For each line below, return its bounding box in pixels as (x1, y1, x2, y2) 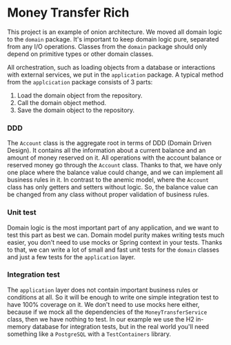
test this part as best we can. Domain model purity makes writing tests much (7, 230, 225, 239)
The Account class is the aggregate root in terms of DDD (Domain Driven (7, 139, 212, 147)
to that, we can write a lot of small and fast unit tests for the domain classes (7, 245, 219, 254)
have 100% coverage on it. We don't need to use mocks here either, (7, 300, 200, 308)
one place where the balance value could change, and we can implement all (7, 168, 223, 177)
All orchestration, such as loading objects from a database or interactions (7, 63, 216, 71)
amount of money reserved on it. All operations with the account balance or (7, 153, 222, 162)
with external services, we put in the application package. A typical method (7, 71, 224, 79)
